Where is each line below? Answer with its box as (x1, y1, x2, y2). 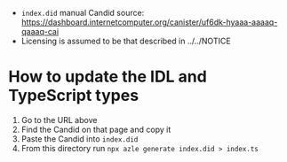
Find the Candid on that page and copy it (20, 124, 171, 135)
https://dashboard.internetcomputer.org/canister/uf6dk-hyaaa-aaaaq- (20, 17, 278, 27)
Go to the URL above (20, 114, 98, 125)
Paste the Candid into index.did (20, 133, 139, 144)
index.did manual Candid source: (20, 8, 145, 18)
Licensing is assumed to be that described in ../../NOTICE (20, 35, 232, 46)
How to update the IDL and (8, 66, 208, 87)
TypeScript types (8, 86, 140, 105)
